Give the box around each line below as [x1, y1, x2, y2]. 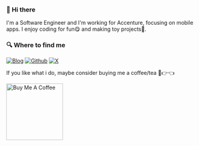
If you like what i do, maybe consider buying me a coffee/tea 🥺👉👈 [6, 69, 175, 76]
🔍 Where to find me [6, 41, 66, 49]
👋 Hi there [6, 5, 36, 14]
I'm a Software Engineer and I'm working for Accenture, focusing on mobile [6, 19, 194, 27]
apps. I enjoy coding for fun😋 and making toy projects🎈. [6, 25, 147, 33]
